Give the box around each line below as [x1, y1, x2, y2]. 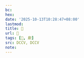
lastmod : [5, 21, 24, 27]
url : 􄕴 [5, 31, 19, 36]
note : [5, 45, 17, 50]
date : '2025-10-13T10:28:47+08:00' [5, 17, 80, 22]
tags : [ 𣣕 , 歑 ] [5, 36, 34, 41]
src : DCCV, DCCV [5, 40, 39, 45]
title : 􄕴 [5, 26, 24, 31]
